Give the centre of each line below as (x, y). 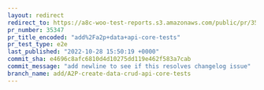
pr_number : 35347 (36, 30)
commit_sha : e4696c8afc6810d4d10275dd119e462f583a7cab (99, 59)
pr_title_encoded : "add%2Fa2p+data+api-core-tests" (94, 37)
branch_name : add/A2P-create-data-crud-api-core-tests (99, 74)
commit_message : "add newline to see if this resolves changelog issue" (129, 67)
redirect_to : (29, 23)
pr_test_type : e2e (37, 45)
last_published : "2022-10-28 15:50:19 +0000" (83, 52)
